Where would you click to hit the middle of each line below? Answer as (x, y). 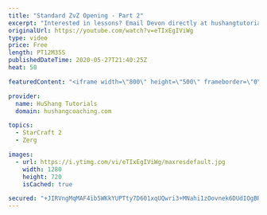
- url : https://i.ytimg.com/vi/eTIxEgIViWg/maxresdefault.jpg (120, 162)
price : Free (28, 45)
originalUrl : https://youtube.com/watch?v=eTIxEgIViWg (101, 30)
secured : (23, 199)
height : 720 (42, 177)
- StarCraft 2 (39, 133)
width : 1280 (42, 169)
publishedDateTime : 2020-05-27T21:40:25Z (78, 61)
